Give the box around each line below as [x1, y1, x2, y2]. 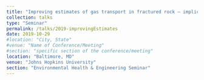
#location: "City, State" [6, 37, 72, 43]
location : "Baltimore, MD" [6, 54, 75, 60]
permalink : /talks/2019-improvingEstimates [6, 25, 118, 32]
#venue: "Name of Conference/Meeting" [6, 43, 104, 49]
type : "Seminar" [6, 20, 47, 26]
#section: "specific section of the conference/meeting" [6, 48, 154, 54]
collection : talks [6, 14, 53, 20]
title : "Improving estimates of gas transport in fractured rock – [6, 8, 181, 15]
